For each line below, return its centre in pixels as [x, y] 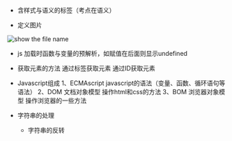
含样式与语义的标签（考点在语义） [66, 10]
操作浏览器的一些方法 [56, 101]
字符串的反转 [46, 130]
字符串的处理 [36, 115]
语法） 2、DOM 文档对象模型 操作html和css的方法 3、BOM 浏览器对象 [118, 92]
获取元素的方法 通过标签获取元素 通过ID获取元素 [86, 68]
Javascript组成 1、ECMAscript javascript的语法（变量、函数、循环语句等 [121, 83]
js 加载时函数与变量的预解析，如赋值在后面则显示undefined [102, 53]
